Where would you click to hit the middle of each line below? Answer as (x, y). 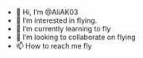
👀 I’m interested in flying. (56, 20)
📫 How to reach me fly (54, 46)
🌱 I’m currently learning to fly (63, 29)
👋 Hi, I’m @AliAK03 (47, 12)
